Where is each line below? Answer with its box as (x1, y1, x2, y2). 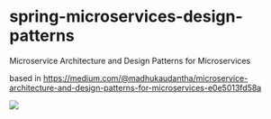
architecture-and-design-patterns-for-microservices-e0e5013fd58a (9, 82, 262, 93)
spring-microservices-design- (9, 6, 243, 27)
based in (9, 72, 42, 83)
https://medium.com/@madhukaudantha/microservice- (43, 72, 248, 83)
